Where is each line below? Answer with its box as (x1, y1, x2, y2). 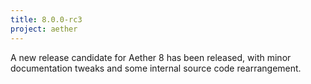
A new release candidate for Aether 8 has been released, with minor (10, 51, 292, 63)
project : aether (10, 24, 78, 34)
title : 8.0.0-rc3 (10, 14, 83, 25)
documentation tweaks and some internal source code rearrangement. (10, 62, 302, 74)
